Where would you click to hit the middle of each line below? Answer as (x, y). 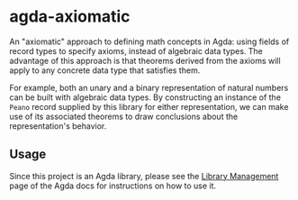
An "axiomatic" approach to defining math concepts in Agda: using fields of (149, 41)
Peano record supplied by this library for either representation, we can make (149, 106)
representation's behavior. (58, 126)
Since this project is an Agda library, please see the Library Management (144, 176)
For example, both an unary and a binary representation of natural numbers (149, 87)
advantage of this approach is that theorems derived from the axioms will (145, 60)
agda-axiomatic (70, 17)
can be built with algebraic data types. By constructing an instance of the (145, 97)
